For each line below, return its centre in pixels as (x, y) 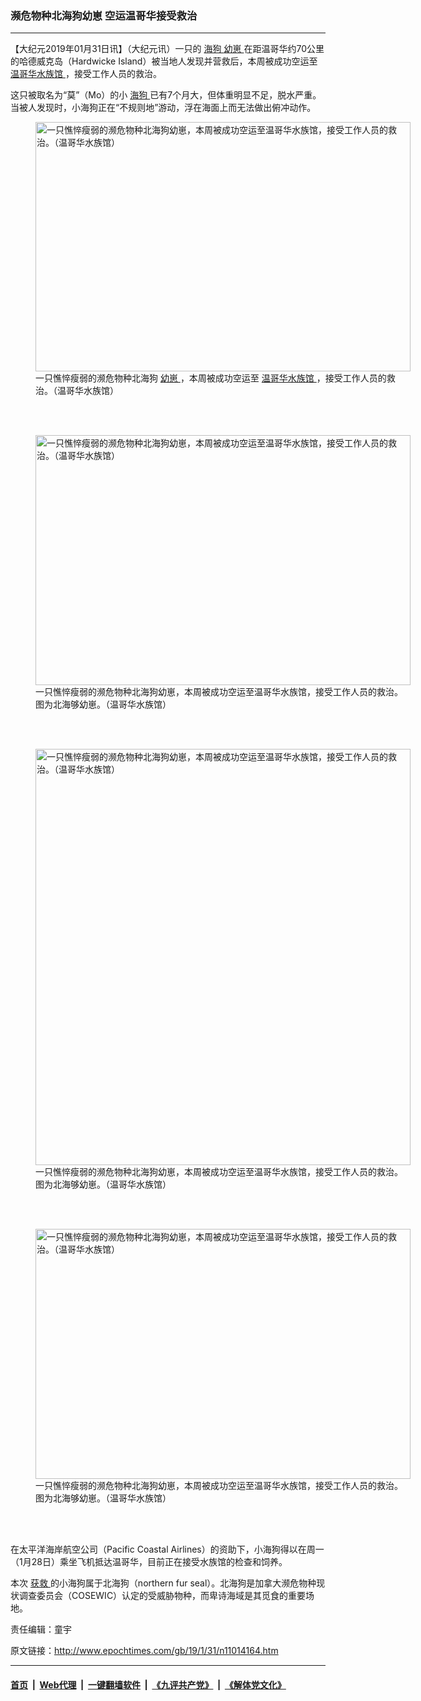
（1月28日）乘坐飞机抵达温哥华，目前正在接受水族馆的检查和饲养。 (149, 1562)
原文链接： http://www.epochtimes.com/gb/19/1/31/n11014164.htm (144, 1651)
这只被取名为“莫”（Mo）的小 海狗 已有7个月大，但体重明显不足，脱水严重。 (166, 95)
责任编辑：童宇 (41, 1629)
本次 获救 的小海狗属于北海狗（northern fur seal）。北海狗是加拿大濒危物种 (163, 1583)
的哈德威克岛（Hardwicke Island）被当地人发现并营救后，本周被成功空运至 (164, 61)
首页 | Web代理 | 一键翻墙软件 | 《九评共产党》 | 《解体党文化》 (148, 1684)
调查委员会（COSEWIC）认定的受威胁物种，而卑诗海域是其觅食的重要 (162, 1596)
